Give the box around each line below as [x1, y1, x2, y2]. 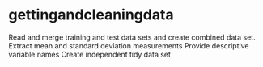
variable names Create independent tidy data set [8, 49, 172, 59]
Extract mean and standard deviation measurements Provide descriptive [8, 40, 249, 50]
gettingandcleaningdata [8, 6, 174, 24]
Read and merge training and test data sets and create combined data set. [8, 32, 257, 42]
